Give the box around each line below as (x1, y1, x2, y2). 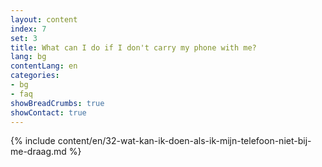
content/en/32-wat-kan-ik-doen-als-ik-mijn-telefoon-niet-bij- (57, 135, 312, 147)
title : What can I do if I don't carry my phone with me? (10, 42, 257, 53)
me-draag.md (10, 146, 67, 158)
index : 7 (10, 24, 47, 34)
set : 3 (10, 33, 38, 43)
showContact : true (10, 107, 87, 118)
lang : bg (10, 52, 47, 62)
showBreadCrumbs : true (10, 98, 105, 108)
